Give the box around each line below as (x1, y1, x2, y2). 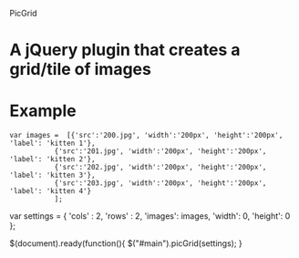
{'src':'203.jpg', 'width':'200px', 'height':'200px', (54, 179, 267, 188)
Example (9, 100, 77, 121)
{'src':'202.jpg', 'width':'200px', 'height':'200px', (54, 163, 267, 172)
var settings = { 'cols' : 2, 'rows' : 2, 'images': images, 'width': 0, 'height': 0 (9, 211, 291, 222)
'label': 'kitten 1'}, (9, 139, 96, 149)
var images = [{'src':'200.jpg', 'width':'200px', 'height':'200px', (9, 131, 284, 140)
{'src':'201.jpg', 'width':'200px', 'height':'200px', (54, 147, 267, 156)
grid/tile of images (9, 59, 152, 80)
